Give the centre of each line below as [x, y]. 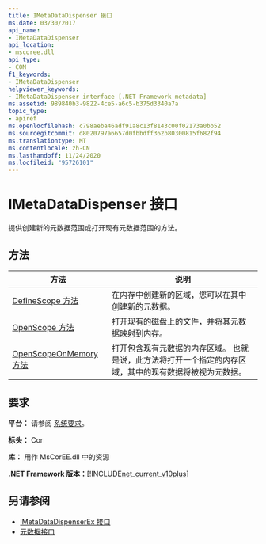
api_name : [25, 30]
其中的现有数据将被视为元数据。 [187, 371]
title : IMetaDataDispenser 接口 [60, 15]
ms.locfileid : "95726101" [51, 163]
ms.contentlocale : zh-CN [49, 148]
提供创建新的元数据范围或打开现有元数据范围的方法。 [95, 228]
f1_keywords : [30, 74]
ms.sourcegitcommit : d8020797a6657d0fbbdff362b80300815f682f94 [115, 133]
